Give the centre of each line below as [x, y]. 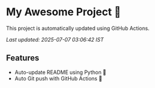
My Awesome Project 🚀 [64, 12]
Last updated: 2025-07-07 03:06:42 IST [55, 39]
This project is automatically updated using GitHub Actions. [78, 28]
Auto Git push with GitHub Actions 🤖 [58, 78]
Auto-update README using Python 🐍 [60, 72]
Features [23, 58]
